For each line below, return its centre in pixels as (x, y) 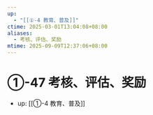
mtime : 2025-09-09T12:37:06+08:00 (58, 46)
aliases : (20, 33)
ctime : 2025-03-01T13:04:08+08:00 (58, 26)
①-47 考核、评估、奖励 (77, 83)
